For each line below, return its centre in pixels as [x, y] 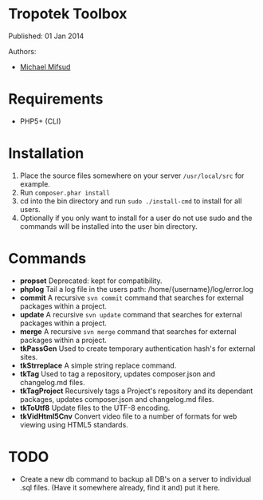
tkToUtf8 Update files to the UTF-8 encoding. [95, 407]
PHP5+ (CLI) [40, 121]
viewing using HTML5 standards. [74, 424]
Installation [46, 154]
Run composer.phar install [65, 192]
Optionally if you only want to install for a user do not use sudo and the [136, 218]
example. [35, 183]
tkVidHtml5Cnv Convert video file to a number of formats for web [128, 416]
